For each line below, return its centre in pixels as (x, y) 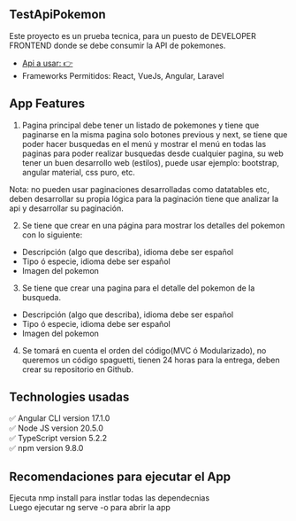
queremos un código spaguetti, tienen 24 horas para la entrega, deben (151, 360)
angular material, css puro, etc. (78, 172)
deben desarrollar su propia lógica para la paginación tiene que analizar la (144, 198)
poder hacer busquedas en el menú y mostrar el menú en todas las (144, 144)
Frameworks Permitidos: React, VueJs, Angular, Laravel (123, 75)
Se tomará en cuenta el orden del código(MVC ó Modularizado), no (144, 350)
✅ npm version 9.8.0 (46, 448)
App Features (47, 104)
